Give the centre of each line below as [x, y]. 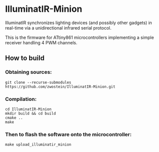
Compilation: [21, 99]
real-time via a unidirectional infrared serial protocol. [58, 28]
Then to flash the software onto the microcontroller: [68, 134]
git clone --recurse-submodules [38, 82]
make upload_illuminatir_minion [38, 145]
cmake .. [14, 118]
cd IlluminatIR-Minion [28, 109]
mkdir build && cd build [31, 113]
